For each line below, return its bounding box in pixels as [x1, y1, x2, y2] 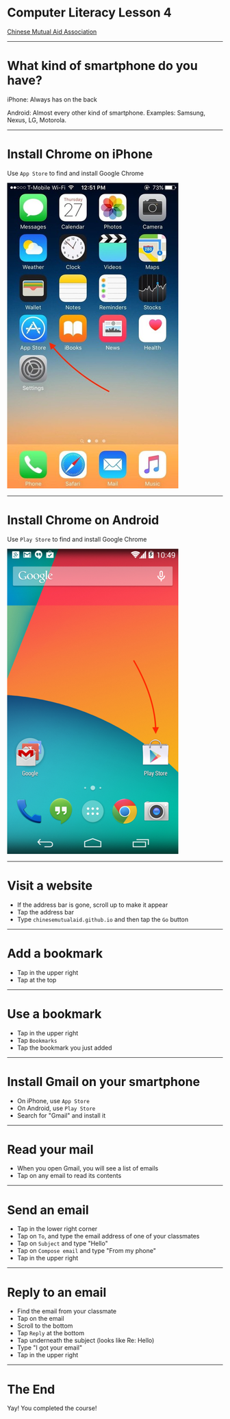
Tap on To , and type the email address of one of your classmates [16, 1232, 200, 1241]
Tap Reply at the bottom [16, 1329, 84, 1337]
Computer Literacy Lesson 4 [7, 5, 172, 21]
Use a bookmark [7, 1006, 102, 1022]
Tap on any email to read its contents [16, 1172, 122, 1180]
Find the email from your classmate [16, 1307, 117, 1315]
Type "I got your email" [16, 1343, 83, 1352]
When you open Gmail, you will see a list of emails [16, 1164, 159, 1173]
